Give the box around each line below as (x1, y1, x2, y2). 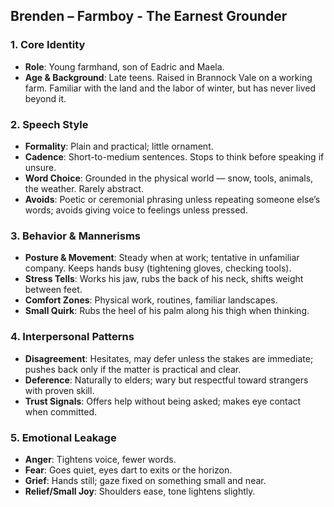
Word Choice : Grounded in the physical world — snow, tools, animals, (24, 172, 314, 184)
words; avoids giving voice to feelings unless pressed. (24, 204, 248, 216)
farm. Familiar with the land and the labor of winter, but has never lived (24, 82, 316, 94)
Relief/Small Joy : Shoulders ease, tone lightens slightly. (24, 485, 256, 497)
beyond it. (24, 92, 67, 104)
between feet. (24, 284, 83, 296)
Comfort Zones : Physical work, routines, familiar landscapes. (24, 294, 278, 306)
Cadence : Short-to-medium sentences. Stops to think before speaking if (24, 150, 325, 163)
